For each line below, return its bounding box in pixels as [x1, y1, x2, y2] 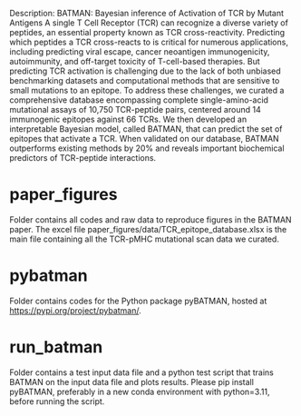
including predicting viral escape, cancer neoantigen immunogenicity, [9, 46, 270, 57]
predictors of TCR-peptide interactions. [9, 153, 157, 163]
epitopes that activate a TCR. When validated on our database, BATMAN [9, 134, 279, 144]
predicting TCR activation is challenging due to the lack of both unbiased [9, 65, 281, 76]
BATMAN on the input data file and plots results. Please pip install [9, 376, 254, 387]
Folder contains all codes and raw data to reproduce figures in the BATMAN [9, 213, 292, 225]
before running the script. [9, 395, 105, 407]
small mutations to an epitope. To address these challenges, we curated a [9, 85, 285, 95]
